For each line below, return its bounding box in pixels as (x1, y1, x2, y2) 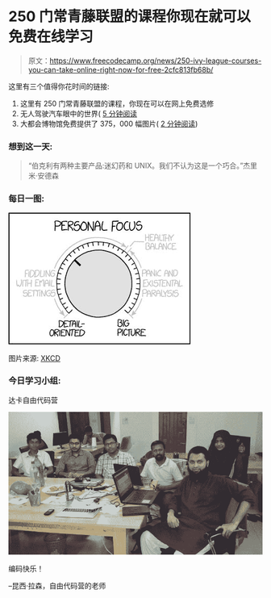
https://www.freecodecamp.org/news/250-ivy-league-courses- (49, 56, 262, 65)
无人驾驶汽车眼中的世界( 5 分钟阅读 (19, 108, 138, 118)
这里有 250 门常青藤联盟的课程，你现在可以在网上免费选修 (19, 98, 215, 108)
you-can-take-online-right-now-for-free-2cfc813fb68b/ (27, 65, 214, 74)
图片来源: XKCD (8, 353, 60, 363)
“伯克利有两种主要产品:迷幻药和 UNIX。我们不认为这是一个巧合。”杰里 (27, 161, 258, 170)
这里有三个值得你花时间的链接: (8, 82, 110, 91)
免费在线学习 (8, 27, 94, 46)
